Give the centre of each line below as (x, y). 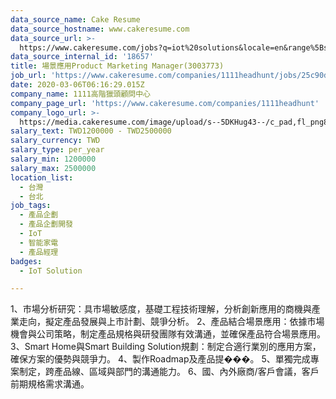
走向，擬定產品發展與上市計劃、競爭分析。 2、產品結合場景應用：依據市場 (171, 322)
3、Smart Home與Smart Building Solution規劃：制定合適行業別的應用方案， (166, 347)
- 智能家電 (39, 242)
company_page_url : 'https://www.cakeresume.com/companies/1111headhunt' (165, 103)
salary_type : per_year (57, 150)
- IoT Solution (51, 271)
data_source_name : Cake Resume (75, 19)
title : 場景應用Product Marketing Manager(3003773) (117, 66)
